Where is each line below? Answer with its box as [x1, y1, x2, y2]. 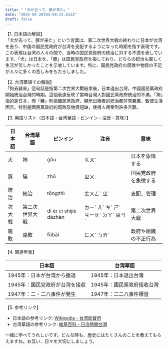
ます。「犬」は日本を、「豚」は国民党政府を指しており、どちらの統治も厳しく [5, 56, 162, 62]
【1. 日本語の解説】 [5, 31, 45, 37]
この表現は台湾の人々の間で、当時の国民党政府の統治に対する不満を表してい [5, 50, 163, 56]
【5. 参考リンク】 [5, 304, 41, 310]
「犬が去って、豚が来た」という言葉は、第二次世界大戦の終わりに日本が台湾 [5, 37, 162, 43]
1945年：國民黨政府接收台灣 [90, 281, 159, 288]
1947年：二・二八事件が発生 [7, 291, 76, 298]
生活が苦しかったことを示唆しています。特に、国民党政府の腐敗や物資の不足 [5, 62, 162, 68]
